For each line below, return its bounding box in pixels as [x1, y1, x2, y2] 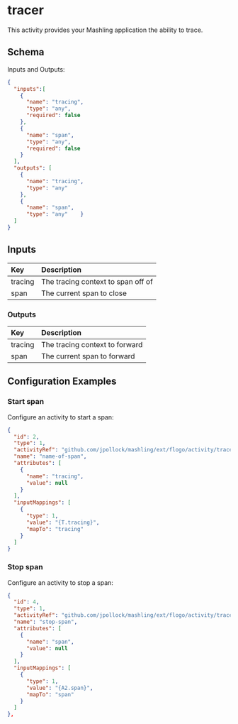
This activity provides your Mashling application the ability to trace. [7, 26, 203, 34]
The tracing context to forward [41, 339, 143, 349]
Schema [7, 46, 45, 58]
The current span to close [41, 288, 127, 298]
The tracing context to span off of [41, 276, 154, 286]
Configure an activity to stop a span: [7, 578, 113, 587]
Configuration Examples [7, 375, 117, 388]
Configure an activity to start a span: [7, 412, 115, 421]
